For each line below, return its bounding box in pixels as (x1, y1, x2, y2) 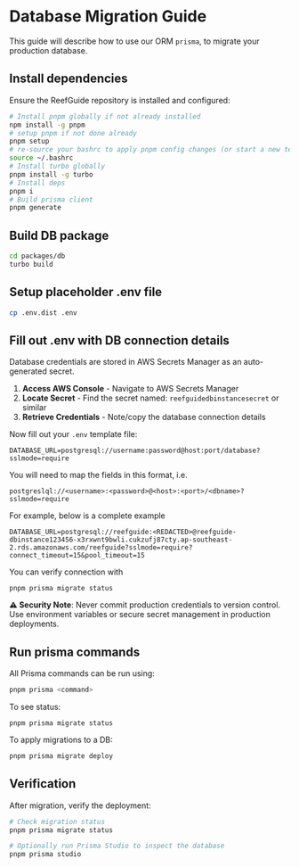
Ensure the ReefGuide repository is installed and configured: (9, 95, 230, 105)
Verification (9, 776, 77, 791)
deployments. (9, 618, 60, 630)
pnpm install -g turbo (9, 169, 93, 179)
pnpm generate (9, 203, 62, 212)
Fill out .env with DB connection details (9, 333, 230, 348)
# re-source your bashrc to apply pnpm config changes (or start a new (9, 145, 280, 154)
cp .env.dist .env (9, 308, 77, 318)
